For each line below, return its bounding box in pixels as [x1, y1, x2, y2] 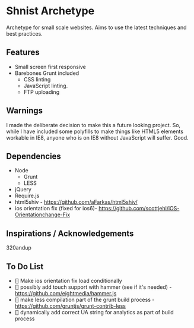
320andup [6, 244, 31, 251]
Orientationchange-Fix [14, 211, 70, 218]
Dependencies [6, 151, 61, 161]
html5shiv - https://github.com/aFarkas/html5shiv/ [14, 198, 138, 206]
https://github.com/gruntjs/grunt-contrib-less [14, 302, 126, 310]
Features [6, 48, 40, 58]
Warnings [6, 106, 43, 116]
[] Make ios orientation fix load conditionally [14, 277, 123, 284]
